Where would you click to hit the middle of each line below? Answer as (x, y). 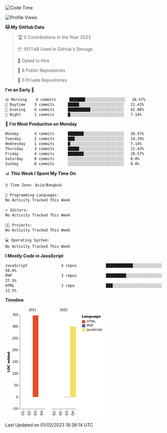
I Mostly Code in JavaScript (34, 256)
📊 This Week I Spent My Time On (40, 173)
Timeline (14, 300)
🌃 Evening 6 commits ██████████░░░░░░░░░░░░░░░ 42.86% (74, 110)
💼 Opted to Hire (33, 61)
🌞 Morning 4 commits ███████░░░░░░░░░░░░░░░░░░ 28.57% (75, 100)
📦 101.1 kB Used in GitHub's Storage (55, 49)
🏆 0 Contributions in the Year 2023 (54, 37)
